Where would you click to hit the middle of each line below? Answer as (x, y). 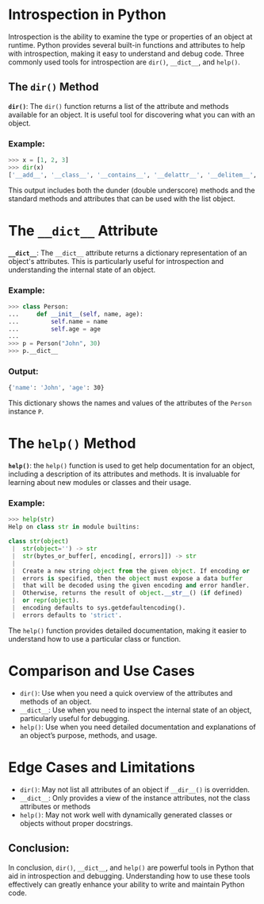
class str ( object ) (38, 541)
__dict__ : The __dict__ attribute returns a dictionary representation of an (128, 253)
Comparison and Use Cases (102, 671)
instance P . (26, 412)
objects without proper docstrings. (76, 823)
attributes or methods (55, 806)
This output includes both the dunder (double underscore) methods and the (132, 190)
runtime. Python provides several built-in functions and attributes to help (127, 45)
